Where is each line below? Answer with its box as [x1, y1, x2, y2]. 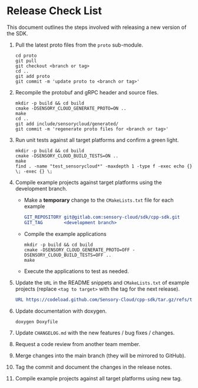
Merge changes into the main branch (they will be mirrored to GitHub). [15, 352, 186, 359]
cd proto [15, 52, 37, 58]
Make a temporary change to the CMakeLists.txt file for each [24, 196, 174, 203]
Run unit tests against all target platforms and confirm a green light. [15, 136, 179, 143]
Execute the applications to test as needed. [24, 267, 129, 275]
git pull [15, 58, 37, 64]
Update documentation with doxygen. [15, 307, 107, 314]
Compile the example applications [24, 230, 107, 237]
